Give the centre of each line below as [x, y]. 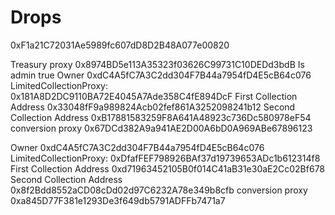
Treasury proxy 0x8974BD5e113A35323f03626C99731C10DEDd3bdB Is [157, 64]
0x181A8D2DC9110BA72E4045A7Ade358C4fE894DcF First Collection [154, 96]
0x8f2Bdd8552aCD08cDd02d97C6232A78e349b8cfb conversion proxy [159, 190]
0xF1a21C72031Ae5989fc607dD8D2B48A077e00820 [120, 45]
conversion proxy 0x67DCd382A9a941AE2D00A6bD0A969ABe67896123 [161, 128]
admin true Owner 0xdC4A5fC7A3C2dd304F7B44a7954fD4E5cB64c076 [161, 75]
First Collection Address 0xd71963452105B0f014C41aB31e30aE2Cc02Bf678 [168, 168]
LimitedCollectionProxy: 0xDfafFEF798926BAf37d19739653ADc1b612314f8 [165, 158]
